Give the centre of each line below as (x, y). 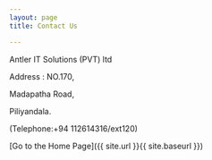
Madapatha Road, (42, 94)
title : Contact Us (43, 26)
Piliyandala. (30, 111)
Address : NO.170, (42, 76)
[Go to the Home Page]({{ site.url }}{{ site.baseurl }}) (106, 146)
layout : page (34, 17)
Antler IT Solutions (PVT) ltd (61, 59)
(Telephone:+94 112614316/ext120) (74, 128)
